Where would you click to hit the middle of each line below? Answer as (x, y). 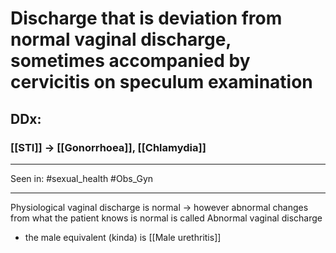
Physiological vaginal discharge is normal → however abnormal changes (159, 207)
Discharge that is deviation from (146, 18)
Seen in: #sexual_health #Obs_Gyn (82, 178)
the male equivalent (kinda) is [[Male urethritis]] (123, 237)
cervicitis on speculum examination (161, 82)
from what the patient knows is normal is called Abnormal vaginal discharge (166, 218)
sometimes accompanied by (130, 61)
